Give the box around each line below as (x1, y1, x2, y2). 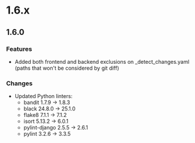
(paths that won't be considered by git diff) (14, 64, 119, 71)
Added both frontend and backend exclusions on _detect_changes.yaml (14, 58, 190, 65)
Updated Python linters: (14, 93, 73, 100)
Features (6, 45, 32, 53)
